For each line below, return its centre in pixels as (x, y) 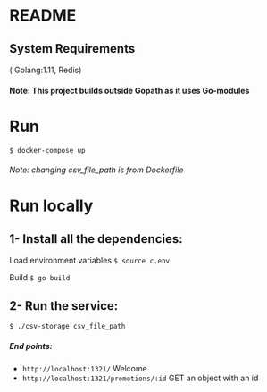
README (43, 16)
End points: (31, 346)
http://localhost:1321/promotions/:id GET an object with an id (140, 378)
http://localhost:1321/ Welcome (84, 368)
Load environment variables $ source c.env (90, 261)
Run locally (51, 206)
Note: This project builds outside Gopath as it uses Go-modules (129, 90)
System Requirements (72, 49)
